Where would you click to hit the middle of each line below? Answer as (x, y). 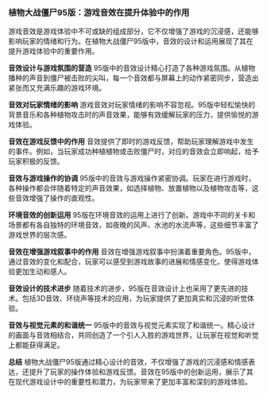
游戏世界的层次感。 (40, 235)
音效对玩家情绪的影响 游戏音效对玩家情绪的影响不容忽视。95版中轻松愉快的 (132, 105)
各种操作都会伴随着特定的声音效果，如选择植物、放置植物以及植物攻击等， (130, 188)
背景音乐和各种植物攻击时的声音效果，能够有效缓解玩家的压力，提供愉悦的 (130, 115)
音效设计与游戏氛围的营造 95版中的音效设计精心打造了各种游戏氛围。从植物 (132, 68)
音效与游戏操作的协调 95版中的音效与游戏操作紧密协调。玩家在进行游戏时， (132, 178)
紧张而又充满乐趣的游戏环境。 (57, 88)
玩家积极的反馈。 (36, 161)
